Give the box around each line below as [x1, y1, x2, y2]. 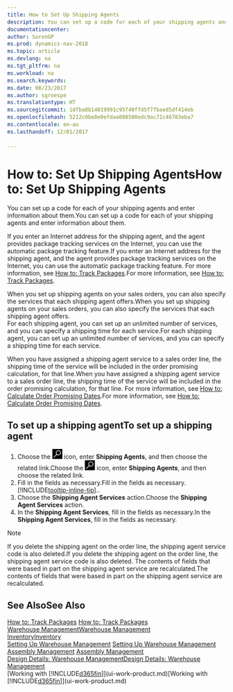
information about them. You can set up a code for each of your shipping [7, 212, 214, 220]
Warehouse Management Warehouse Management [7, 625, 151, 634]
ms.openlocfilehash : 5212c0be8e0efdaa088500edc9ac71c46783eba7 [7, 114, 194, 121]
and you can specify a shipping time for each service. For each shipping [7, 327, 212, 335]
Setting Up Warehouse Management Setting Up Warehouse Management [7, 640, 216, 648]
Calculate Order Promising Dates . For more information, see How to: [7, 392, 200, 400]
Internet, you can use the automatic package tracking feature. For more [7, 262, 212, 270]
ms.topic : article [7, 48, 60, 55]
